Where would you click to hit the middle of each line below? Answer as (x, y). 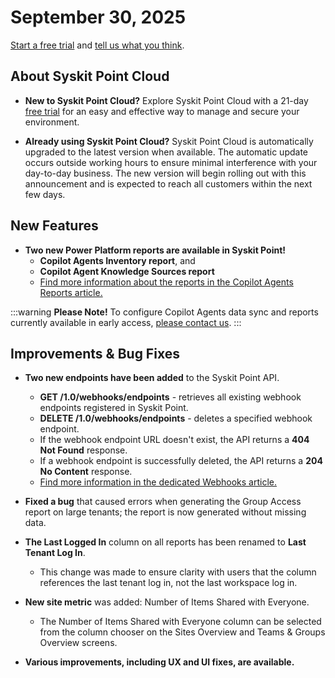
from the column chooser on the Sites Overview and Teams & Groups (182, 632)
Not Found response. (83, 450)
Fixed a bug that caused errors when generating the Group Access (163, 502)
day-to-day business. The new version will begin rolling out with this (165, 173)
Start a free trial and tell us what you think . (97, 45)
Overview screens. (78, 643)
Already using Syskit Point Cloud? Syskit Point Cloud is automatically (169, 141)
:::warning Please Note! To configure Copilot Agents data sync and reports (164, 312)
